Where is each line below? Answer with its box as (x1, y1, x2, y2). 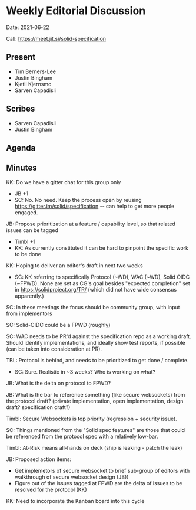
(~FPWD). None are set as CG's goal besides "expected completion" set (14, 279, 190, 287)
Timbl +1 (14, 238, 36, 245)
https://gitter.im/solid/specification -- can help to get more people (14, 202, 175, 210)
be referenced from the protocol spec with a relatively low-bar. (6, 433, 158, 440)
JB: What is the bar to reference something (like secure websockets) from (6, 391, 185, 398)
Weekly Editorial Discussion (6, 4, 146, 18)
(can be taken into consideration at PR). (6, 345, 102, 352)
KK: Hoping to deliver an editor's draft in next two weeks (6, 261, 143, 269)
